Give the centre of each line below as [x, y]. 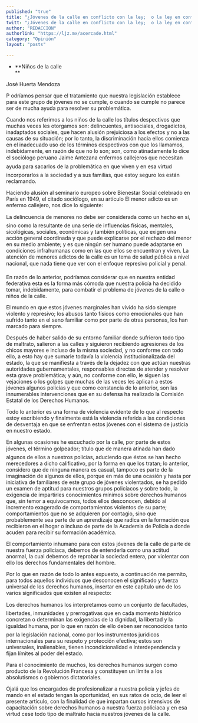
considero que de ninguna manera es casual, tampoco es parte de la [90, 469]
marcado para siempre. [34, 326]
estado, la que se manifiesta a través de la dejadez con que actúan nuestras [98, 362]
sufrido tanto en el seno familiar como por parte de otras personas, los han [97, 320]
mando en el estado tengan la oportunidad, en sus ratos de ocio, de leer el [96, 695]
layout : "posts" [26, 45]
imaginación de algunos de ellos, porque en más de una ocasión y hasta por [99, 476]
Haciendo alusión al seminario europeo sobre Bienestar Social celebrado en [98, 192]
